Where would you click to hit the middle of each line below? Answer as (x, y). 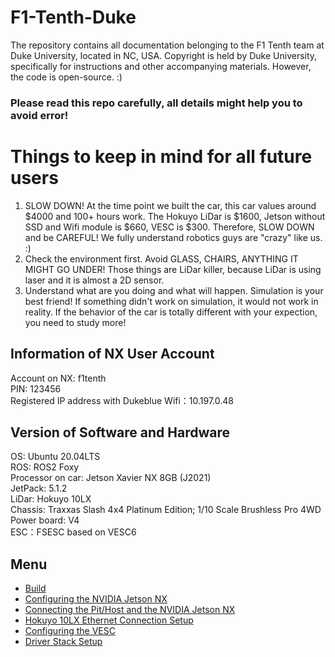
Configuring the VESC (70, 631)
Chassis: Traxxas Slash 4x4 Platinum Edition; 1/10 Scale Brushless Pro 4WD (166, 510)
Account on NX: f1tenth (58, 378)
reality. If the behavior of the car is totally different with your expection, (171, 312)
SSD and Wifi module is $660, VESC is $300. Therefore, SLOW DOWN (169, 227)
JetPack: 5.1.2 (39, 488)
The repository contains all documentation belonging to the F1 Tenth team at (167, 45)
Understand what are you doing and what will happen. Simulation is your (174, 290)
